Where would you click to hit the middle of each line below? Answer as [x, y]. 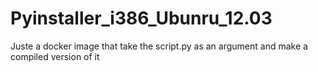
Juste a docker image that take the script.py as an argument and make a [159, 46]
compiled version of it [55, 56]
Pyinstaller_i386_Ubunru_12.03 [141, 18]
